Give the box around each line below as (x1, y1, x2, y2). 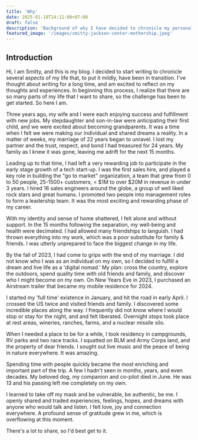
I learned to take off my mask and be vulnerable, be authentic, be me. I (6, 391, 178, 398)
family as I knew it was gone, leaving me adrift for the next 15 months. (6, 148, 176, 155)
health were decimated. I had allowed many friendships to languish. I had (6, 227, 184, 234)
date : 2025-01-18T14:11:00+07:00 (6, 14, 88, 20)
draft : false (6, 19, 38, 25)
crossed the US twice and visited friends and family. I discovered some (6, 300, 179, 307)
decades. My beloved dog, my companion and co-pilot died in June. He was (6, 373, 192, 380)
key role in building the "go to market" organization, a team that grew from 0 (6, 172, 192, 179)
